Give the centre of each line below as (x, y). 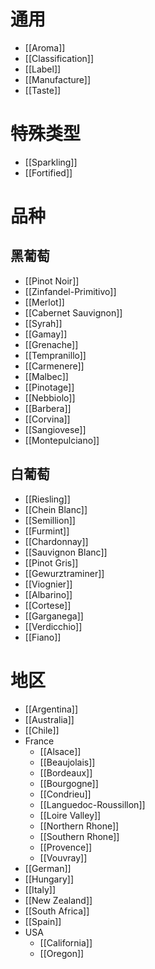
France (39, 741)
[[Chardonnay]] (56, 541)
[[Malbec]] (46, 376)
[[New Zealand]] (58, 900)
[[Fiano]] (43, 637)
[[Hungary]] (49, 879)
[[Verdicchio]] (53, 626)
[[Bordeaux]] (66, 772)
